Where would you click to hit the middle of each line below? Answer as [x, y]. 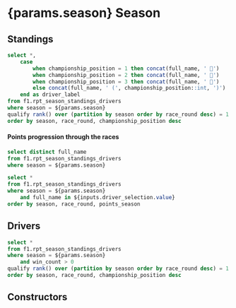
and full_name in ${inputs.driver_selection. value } [98, 198]
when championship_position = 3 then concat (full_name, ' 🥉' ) [126, 82]
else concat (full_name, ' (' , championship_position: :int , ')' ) [129, 88]
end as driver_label [50, 95]
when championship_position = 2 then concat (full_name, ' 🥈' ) [126, 75]
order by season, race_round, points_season [74, 204]
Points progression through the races [63, 137]
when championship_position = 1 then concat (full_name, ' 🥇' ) [126, 69]
